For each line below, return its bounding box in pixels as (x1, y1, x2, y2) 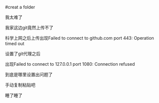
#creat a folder (5, 4, 35, 10)
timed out (5, 41, 25, 46)
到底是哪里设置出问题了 (5, 72, 53, 77)
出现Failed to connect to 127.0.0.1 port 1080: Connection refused (5, 61, 135, 67)
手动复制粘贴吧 (5, 82, 35, 88)
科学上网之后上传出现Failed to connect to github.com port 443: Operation (5, 35, 154, 41)
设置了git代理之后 (5, 51, 41, 56)
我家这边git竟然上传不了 (5, 25, 54, 30)
